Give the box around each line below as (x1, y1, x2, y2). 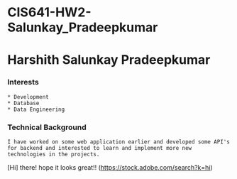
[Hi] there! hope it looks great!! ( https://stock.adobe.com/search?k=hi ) (7, 163, 213, 171)
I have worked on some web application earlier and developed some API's (7, 138, 231, 146)
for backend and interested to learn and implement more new (7, 144, 192, 151)
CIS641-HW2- (7, 4, 92, 21)
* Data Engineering (7, 106, 65, 113)
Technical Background (7, 122, 87, 132)
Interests (7, 77, 39, 87)
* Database (7, 99, 40, 107)
